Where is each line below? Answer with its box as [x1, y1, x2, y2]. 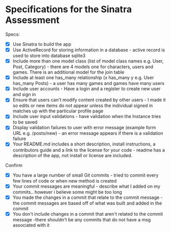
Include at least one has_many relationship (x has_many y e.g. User [12, 75, 154, 81]
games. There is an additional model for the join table [12, 69, 125, 75]
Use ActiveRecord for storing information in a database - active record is [12, 47, 165, 53]
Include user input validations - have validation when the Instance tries [12, 113, 161, 120]
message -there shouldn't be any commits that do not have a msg [12, 216, 151, 222]
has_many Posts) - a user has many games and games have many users [12, 80, 164, 86]
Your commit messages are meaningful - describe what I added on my [12, 183, 160, 189]
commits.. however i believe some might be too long [12, 189, 122, 195]
